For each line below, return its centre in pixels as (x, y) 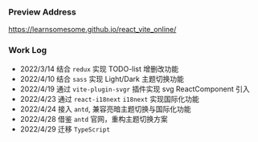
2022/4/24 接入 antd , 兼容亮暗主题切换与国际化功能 (105, 109)
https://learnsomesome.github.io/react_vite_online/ (92, 30)
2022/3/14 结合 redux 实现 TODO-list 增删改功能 (99, 69)
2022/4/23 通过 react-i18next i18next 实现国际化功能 (109, 99)
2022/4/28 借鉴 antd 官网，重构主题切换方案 (94, 119)
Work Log (28, 51)
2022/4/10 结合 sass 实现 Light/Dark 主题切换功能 (102, 79)
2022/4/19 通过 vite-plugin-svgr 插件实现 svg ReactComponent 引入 (135, 89)
